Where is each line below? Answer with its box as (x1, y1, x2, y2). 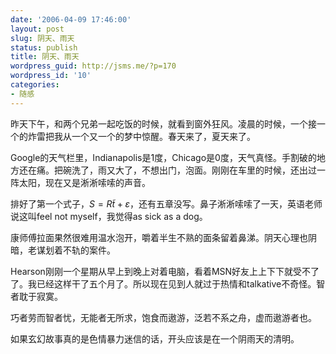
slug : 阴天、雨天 (10, 33, 75, 43)
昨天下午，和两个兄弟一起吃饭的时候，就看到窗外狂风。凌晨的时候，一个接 (10, 117, 317, 130)
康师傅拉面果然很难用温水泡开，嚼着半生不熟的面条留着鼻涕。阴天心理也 (10, 231, 308, 243)
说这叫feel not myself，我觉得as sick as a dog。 (10, 210, 208, 222)
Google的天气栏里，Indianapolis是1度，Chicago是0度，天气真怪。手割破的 (10, 151, 317, 163)
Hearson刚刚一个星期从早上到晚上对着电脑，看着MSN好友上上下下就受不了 (10, 265, 320, 277)
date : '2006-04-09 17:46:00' (10, 14, 132, 25)
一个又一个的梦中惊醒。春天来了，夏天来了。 (71, 130, 256, 142)
